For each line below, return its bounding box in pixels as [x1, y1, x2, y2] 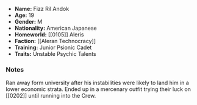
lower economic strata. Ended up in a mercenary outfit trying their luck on [5, 86, 192, 93]
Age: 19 [14, 12, 35, 19]
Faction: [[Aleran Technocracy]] [14, 38, 96, 44]
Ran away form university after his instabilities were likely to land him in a [5, 79, 190, 87]
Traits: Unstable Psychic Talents [14, 50, 96, 57]
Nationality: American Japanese [14, 24, 97, 32]
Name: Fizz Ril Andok [14, 5, 70, 12]
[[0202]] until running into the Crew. [5, 92, 96, 100]
